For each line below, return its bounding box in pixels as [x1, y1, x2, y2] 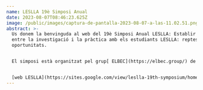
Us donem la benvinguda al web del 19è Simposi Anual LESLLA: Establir [11, 31, 196, 37]
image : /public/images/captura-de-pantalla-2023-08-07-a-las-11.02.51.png [6, 20, 199, 26]
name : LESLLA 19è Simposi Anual [6, 8, 88, 15]
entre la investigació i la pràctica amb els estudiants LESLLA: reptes [11, 37, 199, 43]
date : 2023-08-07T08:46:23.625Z [6, 14, 88, 20]
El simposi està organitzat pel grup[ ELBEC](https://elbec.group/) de [11, 58, 196, 64]
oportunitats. [11, 43, 47, 49]
